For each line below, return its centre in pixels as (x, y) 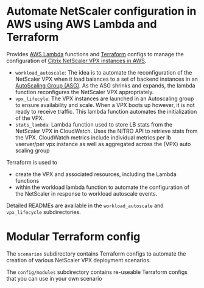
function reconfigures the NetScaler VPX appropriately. (84, 92)
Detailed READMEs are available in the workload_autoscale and (85, 205)
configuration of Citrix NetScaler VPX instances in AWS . (76, 61)
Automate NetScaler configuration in (101, 11)
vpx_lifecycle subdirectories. (44, 212)
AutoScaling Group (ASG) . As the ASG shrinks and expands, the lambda (105, 85)
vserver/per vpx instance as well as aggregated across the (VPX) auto (103, 144)
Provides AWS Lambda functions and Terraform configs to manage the (95, 54)
